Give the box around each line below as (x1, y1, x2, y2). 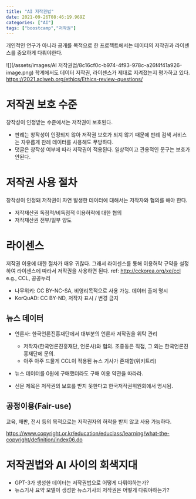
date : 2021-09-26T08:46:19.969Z (6, 14, 85, 20)
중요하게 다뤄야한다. (16, 49, 63, 56)
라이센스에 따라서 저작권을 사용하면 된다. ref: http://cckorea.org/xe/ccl (16, 267, 181, 274)
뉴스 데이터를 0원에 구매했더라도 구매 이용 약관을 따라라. (14, 370, 144, 377)
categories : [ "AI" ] (6, 19, 54, 25)
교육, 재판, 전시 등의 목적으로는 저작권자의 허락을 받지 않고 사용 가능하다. (6, 418, 172, 425)
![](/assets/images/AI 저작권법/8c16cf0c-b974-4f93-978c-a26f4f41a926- (6, 62, 183, 69)
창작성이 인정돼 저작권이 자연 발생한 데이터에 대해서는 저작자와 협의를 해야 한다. (6, 197, 188, 204)
